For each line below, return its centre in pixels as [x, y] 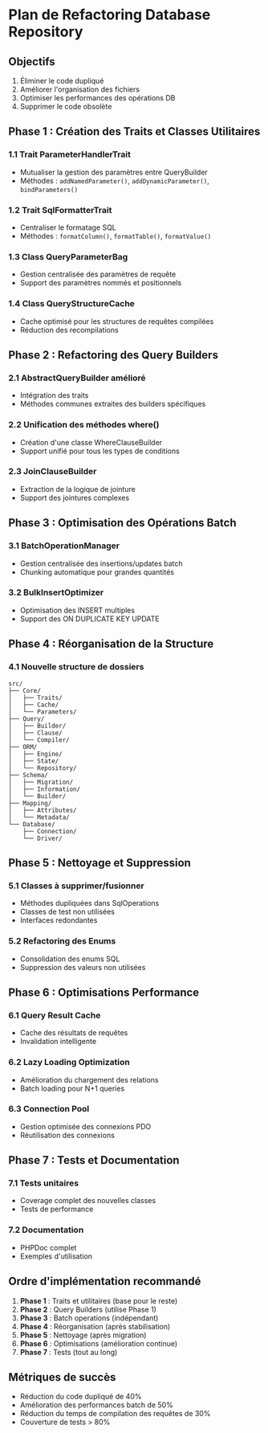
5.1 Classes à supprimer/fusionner [76, 886]
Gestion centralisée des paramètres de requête [98, 274]
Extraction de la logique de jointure [78, 489]
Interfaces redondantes [59, 920]
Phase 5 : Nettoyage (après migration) [83, 1335]
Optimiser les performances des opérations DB [97, 98]
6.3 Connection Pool [49, 1109]
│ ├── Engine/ [35, 754]
